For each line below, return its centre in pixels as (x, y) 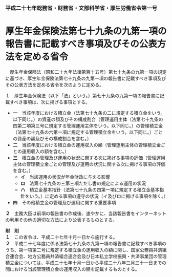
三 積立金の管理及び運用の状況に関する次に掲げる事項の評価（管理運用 (89, 158)
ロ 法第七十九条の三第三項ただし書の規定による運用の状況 (83, 183)
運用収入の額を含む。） (45, 151)
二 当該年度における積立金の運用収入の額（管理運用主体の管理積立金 (87, 145)
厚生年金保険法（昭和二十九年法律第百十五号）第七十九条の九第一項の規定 (88, 72)
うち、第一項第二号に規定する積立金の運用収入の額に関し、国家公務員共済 (84, 250)
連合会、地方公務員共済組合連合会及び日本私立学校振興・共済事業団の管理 (88, 256)
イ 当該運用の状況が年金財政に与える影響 (65, 177)
